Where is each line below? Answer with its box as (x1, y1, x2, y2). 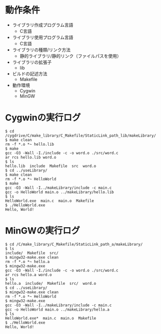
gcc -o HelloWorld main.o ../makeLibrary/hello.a (5, 307, 110, 312)
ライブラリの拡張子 (12, 59, 52, 65)
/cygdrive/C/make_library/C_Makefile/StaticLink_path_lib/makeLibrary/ (5, 133, 156, 138)
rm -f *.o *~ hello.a (5, 259, 50, 264)
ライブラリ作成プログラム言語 (12, 22, 73, 28)
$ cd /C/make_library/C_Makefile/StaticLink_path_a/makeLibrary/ (5, 242, 143, 247)
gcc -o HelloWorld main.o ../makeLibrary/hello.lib (5, 189, 114, 194)
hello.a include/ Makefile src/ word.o (5, 281, 97, 286)
